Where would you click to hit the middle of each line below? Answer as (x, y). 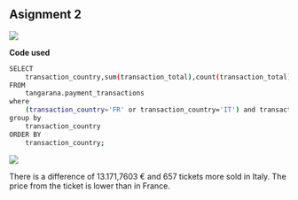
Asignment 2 (45, 15)
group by (25, 119)
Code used (30, 52)
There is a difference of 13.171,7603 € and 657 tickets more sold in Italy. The (148, 176)
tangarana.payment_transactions (85, 93)
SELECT (21, 69)
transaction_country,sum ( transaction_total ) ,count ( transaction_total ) (158, 77)
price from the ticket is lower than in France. (90, 186)
